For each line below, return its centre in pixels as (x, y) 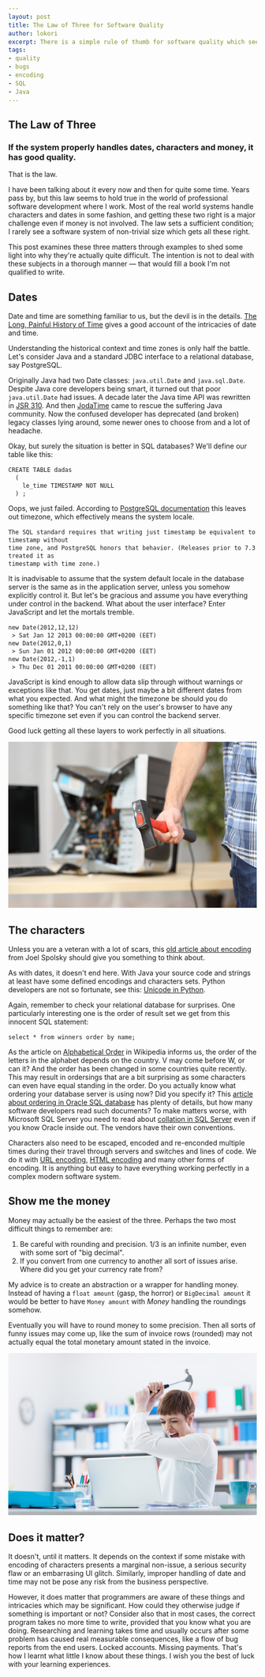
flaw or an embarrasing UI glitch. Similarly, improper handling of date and (127, 1573)
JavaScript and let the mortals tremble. (71, 612)
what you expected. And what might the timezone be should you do (118, 699)
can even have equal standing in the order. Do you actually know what (122, 1086)
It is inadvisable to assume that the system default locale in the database (126, 578)
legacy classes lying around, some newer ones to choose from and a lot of (129, 422)
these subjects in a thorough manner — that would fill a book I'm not (119, 264)
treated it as (32, 556)
